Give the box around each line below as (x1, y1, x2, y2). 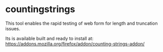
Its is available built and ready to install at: (5, 35, 94, 41)
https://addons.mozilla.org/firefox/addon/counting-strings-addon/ (5, 40, 145, 46)
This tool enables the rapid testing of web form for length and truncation (5, 20, 158, 26)
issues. (5, 25, 21, 31)
